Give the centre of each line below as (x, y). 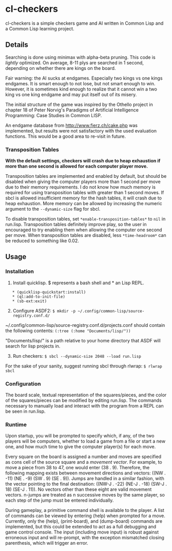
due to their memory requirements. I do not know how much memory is (80, 187)
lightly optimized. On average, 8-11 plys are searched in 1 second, (74, 63)
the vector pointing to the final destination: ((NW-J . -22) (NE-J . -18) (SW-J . (86, 484)
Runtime (16, 425)
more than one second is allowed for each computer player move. (77, 166)
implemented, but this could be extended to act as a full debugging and (81, 527)
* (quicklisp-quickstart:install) (49, 292)
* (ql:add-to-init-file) (39, 297)
